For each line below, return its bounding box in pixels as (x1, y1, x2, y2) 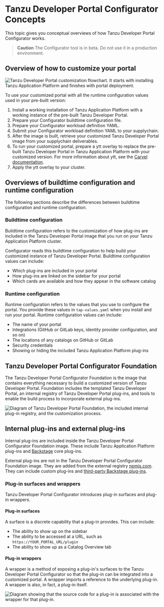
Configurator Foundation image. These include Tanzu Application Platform (5, 443, 155, 449)
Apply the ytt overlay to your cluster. (12, 164, 86, 170)
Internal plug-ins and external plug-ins (5, 425, 126, 433)
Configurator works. (5, 35, 46, 41)
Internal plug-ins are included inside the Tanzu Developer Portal (5, 438, 134, 443)
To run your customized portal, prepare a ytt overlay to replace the (12, 143, 147, 149)
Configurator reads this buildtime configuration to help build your (5, 248, 136, 253)
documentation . (12, 159, 44, 165)
